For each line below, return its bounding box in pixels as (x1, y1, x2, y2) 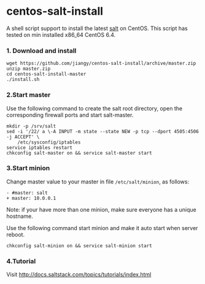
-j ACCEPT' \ (6, 134, 40, 140)
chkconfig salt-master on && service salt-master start (6, 150, 152, 156)
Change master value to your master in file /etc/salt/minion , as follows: (6, 178, 190, 185)
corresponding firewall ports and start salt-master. (6, 111, 134, 118)
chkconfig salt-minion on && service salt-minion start (6, 242, 152, 249)
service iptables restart (6, 144, 72, 151)
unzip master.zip (6, 66, 51, 72)
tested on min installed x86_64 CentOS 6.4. (6, 31, 116, 38)
